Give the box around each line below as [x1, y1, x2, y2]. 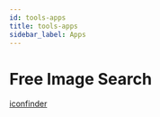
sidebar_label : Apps [9, 30, 87, 39]
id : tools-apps [9, 13, 67, 22]
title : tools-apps [9, 22, 78, 31]
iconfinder [9, 98, 48, 109]
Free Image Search [9, 68, 153, 89]
